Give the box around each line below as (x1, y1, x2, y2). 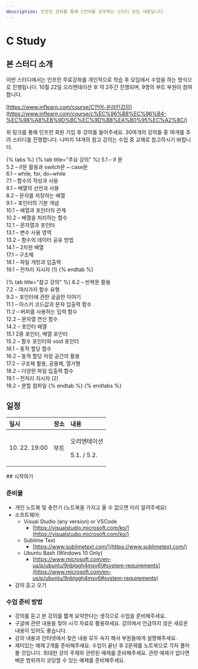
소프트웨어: (14, 511, 41, 518)
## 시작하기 (6, 473, 34, 480)
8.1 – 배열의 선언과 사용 (6, 184, 59, 191)
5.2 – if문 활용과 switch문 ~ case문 (6, 163, 88, 171)
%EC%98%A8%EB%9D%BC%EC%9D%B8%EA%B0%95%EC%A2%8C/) (6, 116, 188, 123)
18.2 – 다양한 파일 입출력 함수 (6, 367, 74, 374)
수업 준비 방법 (6, 597, 43, 606)
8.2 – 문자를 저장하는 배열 (6, 192, 66, 199)
